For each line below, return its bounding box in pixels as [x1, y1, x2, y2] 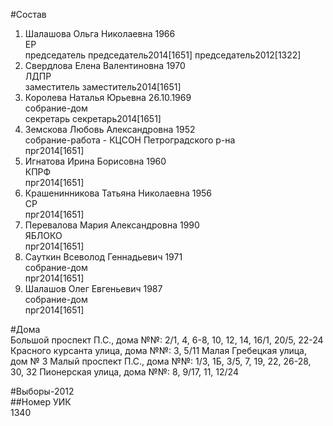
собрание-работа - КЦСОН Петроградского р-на [24, 134, 236, 146]
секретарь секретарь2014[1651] [24, 113, 162, 124]
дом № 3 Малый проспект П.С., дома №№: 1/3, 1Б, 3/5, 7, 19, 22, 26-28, [10, 355, 312, 367]
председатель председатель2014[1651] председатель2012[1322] [24, 49, 302, 61]
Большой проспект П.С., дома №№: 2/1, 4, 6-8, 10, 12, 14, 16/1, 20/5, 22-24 [10, 334, 324, 346]
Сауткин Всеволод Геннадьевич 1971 [24, 251, 183, 263]
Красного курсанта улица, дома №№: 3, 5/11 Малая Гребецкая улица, [10, 345, 307, 356]
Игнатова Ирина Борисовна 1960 [24, 155, 167, 167]
